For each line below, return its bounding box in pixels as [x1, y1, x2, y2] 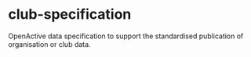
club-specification [8, 5, 132, 23]
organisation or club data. [8, 39, 92, 48]
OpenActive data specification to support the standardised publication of [8, 31, 244, 41]
